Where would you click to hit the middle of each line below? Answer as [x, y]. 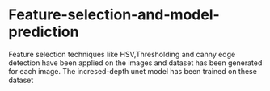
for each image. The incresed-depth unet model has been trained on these [133, 71]
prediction [44, 32]
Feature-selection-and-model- [114, 15]
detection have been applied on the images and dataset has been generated [135, 63]
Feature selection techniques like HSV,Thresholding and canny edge [122, 54]
